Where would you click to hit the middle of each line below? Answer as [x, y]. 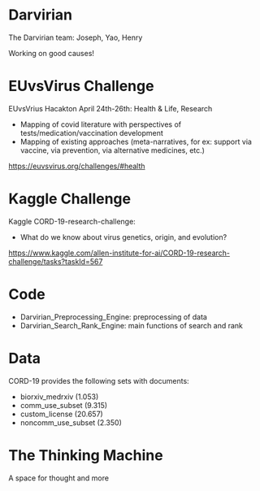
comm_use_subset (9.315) [64, 405]
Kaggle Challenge [70, 199]
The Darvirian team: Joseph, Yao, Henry [76, 37]
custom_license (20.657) [61, 414]
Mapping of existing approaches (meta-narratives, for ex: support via [136, 141]
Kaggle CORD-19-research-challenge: [72, 221]
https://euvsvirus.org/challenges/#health [77, 166]
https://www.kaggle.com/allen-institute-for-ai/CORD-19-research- [119, 253]
